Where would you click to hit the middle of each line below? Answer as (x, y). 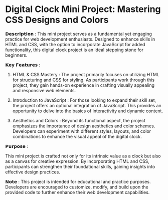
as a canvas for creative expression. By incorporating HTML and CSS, (77, 161)
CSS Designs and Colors (57, 20)
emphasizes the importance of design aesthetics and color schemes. (84, 126)
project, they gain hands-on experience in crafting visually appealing (83, 85)
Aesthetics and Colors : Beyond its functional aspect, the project (79, 120)
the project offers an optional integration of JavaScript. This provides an (87, 105)
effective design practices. (33, 172)
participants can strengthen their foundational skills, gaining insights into (80, 166)
